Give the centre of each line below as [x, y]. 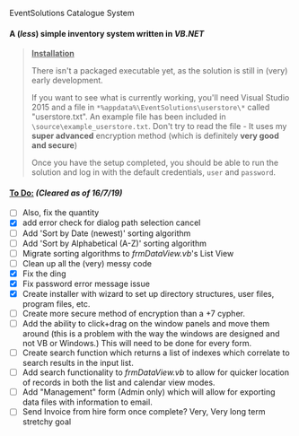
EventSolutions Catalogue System [72, 13]
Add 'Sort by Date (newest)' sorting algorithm [106, 233]
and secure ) [54, 145]
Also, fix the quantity [61, 213]
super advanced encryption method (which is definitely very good [155, 136]
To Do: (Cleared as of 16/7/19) [66, 193]
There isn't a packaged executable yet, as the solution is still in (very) [159, 71]
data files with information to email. [87, 402]
